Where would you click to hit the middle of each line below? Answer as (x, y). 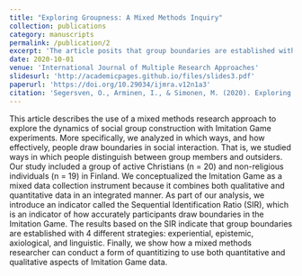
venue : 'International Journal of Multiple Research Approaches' (134, 68)
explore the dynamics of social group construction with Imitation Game (140, 128)
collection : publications (58, 26)
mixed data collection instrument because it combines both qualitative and (147, 185)
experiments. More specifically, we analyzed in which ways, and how (137, 138)
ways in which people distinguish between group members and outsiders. (146, 156)
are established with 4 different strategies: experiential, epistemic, (132, 233)
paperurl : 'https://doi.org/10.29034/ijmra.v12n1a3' (110, 85)
